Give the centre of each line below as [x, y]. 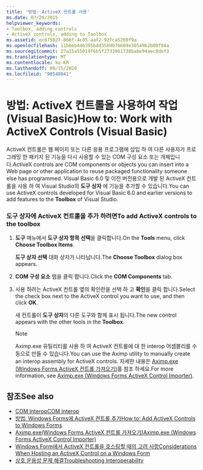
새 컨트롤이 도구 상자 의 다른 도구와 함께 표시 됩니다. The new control [96, 315]
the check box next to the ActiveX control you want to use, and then [100, 296]
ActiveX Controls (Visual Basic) [87, 132]
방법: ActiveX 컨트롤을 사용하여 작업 [92, 106]
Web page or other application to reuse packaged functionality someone [97, 171]
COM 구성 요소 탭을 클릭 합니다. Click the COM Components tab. [94, 277]
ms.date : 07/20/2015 [32, 18]
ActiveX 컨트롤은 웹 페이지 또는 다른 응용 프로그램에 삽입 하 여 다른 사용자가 [96, 150]
